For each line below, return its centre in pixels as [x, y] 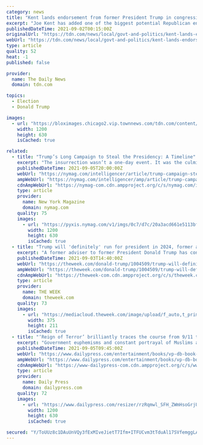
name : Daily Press [45, 382]
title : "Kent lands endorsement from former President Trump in [89, 18]
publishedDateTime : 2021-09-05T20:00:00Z [70, 168]
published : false [28, 62]
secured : [17, 433]
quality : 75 [32, 213]
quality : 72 [32, 393]
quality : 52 [21, 51]
